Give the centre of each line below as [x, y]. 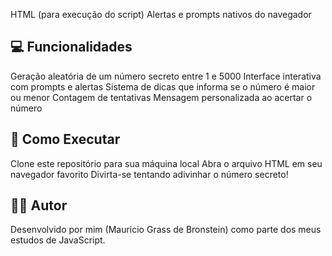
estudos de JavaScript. [58, 240]
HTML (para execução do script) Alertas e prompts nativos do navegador [161, 14]
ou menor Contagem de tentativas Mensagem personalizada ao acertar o [161, 97]
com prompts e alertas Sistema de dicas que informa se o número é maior [163, 86]
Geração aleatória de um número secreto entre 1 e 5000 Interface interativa [166, 76]
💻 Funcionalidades [71, 47]
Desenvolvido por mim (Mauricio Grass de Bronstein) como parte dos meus [166, 230]
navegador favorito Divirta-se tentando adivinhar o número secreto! [149, 174]
